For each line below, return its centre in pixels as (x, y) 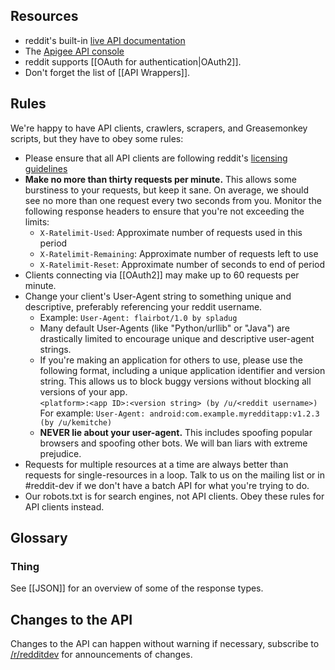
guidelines (46, 168)
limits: (37, 221)
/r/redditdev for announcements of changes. (101, 655)
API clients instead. (64, 506)
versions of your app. (83, 391)
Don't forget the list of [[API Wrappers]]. (107, 72)
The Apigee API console (74, 51)
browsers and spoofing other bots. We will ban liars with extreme (173, 443)
